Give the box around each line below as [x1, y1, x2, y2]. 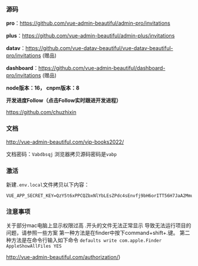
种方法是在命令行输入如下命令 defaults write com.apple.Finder [6, 237, 162, 244]
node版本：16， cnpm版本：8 [6, 84, 80, 92]
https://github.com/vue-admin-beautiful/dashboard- [38, 65, 166, 72]
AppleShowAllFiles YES [6, 243, 62, 250]
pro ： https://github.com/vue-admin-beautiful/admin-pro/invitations [6, 19, 171, 27]
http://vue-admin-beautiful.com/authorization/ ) [6, 254, 121, 261]
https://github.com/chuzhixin [6, 109, 77, 116]
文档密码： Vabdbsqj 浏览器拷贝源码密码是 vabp [6, 150, 117, 157]
